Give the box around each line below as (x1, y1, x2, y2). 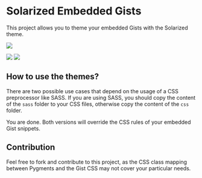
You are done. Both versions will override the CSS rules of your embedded (6, 118, 191, 126)
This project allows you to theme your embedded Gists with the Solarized (6, 24, 188, 31)
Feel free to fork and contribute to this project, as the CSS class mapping (6, 158, 188, 165)
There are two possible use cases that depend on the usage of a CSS (6, 87, 179, 94)
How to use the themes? (6, 72, 99, 82)
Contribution (6, 143, 55, 153)
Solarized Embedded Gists (6, 4, 142, 18)
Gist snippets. (6, 124, 40, 132)
